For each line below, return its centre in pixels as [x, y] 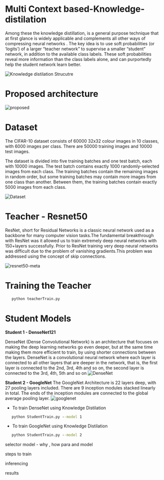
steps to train [18, 454]
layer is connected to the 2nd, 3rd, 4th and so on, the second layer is [75, 368]
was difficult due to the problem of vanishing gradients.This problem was [79, 251]
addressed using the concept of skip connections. [56, 256]
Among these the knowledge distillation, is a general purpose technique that [82, 33]
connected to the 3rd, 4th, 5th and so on [46, 373]
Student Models [38, 318]
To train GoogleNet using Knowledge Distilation [60, 426]
